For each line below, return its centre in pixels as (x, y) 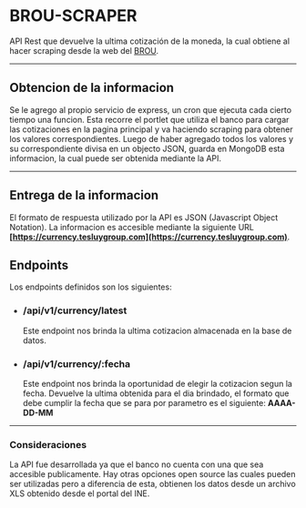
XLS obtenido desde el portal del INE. (80, 493)
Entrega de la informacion (84, 195)
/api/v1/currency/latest (75, 310)
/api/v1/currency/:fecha (76, 363)
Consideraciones (48, 444)
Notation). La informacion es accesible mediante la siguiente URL (132, 227)
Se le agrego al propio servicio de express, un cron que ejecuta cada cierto (151, 109)
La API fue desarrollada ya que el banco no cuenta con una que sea (137, 464)
